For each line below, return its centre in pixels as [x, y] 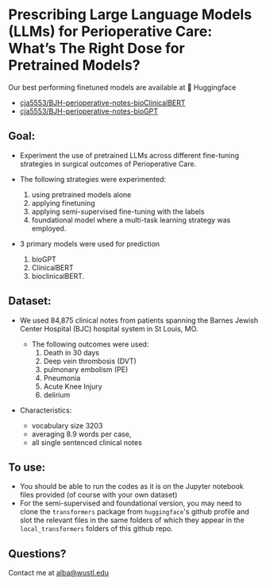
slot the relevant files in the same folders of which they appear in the [132, 520]
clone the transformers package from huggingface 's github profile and [135, 512]
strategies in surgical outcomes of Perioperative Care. [108, 164]
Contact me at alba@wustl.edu [59, 573]
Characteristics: [46, 410]
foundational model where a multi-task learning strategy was [131, 219]
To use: [27, 467]
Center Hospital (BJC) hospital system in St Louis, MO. [109, 328]
